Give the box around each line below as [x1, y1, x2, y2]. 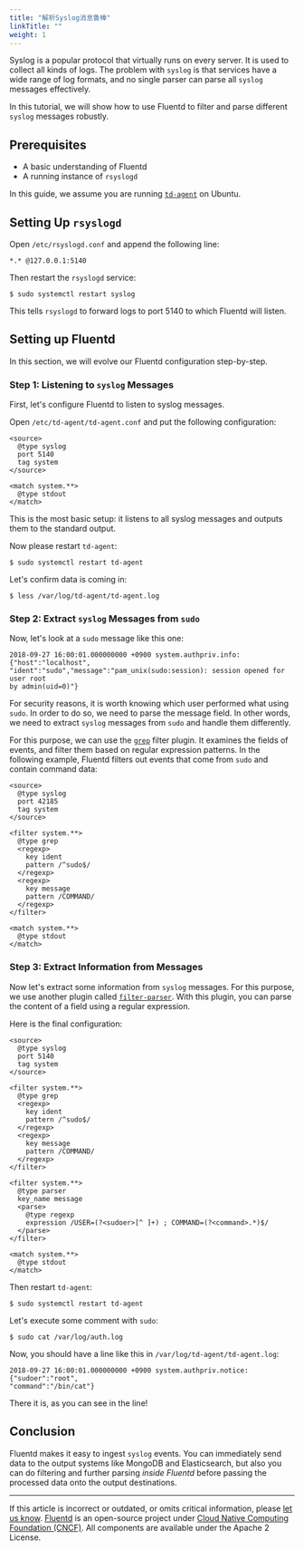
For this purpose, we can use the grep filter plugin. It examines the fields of [9, 735, 289, 746]
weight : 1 [9, 30, 47, 39]
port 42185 [17, 797, 59, 806]
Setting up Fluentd [9, 332, 116, 347]
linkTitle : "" [9, 22, 63, 31]
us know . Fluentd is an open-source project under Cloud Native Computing [9, 1512, 290, 1523]
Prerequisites [9, 137, 87, 152]
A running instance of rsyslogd [22, 171, 138, 182]
